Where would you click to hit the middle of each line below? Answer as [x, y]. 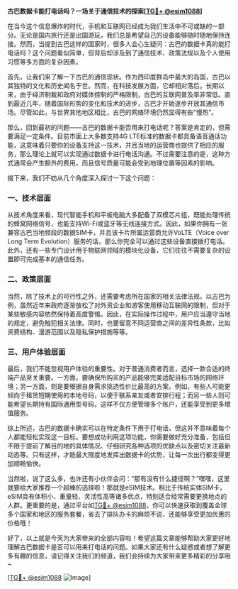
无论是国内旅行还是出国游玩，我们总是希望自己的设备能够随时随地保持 [122, 35]
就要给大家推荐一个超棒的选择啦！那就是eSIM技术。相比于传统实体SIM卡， [117, 487]
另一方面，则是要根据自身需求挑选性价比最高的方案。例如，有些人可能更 [125, 386]
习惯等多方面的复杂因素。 [45, 62]
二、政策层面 [29, 280]
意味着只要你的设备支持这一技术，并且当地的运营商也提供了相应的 [122, 145]
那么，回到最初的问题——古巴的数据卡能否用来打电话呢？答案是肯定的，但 [116, 127]
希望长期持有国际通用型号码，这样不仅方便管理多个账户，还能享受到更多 [119, 404]
